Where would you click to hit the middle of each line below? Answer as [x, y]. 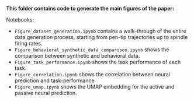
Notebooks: [20, 20]
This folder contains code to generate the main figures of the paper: [90, 8]
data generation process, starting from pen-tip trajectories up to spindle [101, 37]
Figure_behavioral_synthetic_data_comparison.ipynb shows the [92, 50]
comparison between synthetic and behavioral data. [77, 56]
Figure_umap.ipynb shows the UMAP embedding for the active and [94, 87]
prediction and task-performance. [55, 80]
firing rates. [28, 43]
